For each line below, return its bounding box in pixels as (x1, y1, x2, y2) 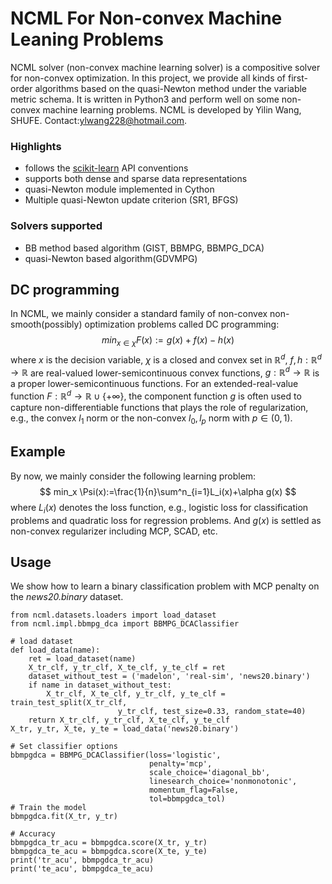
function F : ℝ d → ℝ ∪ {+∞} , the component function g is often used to (10, 388, 302, 402)
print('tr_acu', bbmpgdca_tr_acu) (10, 855, 155, 866)
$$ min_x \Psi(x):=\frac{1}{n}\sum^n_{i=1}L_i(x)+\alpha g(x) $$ (39, 485, 297, 497)
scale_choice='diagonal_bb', (148, 768, 271, 778)
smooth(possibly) (10, 318, 83, 331)
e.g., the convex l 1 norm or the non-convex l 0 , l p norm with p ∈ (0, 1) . (10, 412, 293, 426)
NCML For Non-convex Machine (10, 7, 283, 30)
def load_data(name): (10, 645, 101, 656)
